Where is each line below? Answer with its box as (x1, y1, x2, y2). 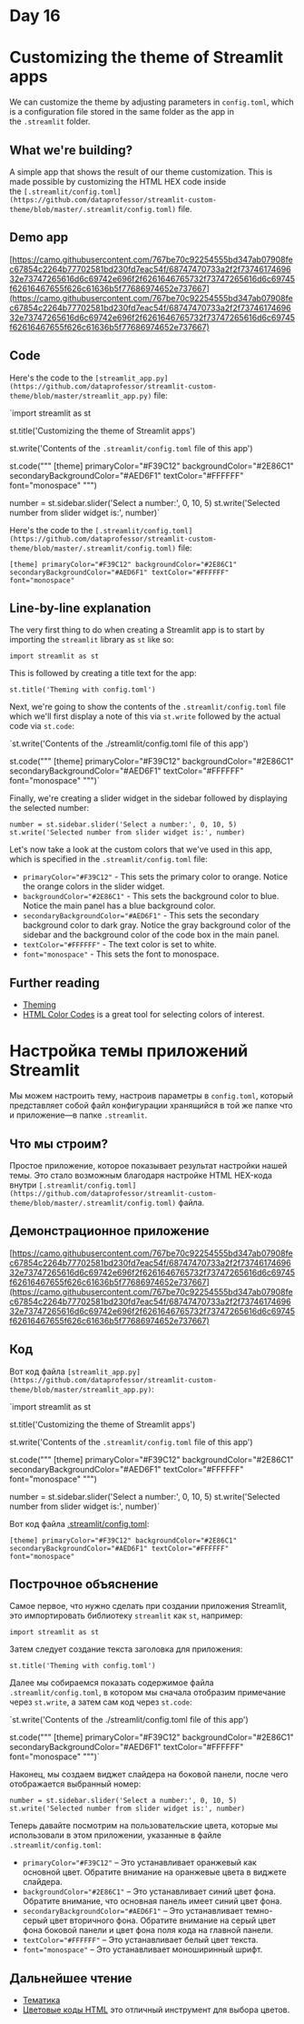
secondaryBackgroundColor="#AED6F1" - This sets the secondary (22, 910, 260, 921)
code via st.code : (9, 721, 75, 732)
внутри (9, 1179, 37, 1190)
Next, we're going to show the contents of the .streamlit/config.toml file (9, 702, 286, 713)
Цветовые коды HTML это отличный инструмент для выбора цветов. (22, 2004, 290, 2016)
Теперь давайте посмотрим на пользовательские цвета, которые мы (9, 1820, 279, 1831)
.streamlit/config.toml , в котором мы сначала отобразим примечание (9, 1687, 286, 1698)
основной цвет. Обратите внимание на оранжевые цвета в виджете (22, 1867, 288, 1877)
